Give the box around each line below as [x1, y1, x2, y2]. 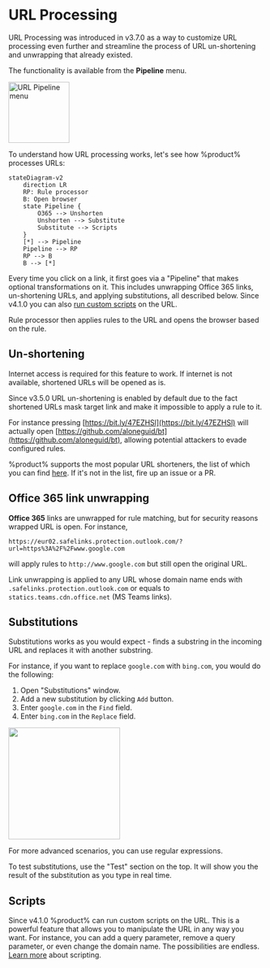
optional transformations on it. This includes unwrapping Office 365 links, [8, 282, 254, 292]
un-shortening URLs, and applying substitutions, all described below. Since [8, 290, 259, 300]
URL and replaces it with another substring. [8, 645, 153, 655]
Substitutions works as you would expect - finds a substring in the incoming [8, 636, 262, 647]
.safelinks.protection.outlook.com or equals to [8, 583, 170, 593]
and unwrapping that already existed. [8, 50, 133, 59]
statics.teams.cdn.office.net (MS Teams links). [8, 592, 173, 601]
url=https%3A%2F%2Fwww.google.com [8, 545, 126, 553]
